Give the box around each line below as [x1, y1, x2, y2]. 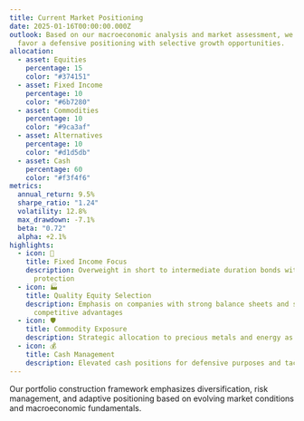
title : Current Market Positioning [9, 13, 144, 23]
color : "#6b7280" [25, 97, 91, 107]
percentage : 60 [25, 165, 83, 174]
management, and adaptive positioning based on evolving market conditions [9, 393, 294, 404]
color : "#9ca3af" [25, 123, 91, 132]
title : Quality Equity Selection [25, 291, 152, 300]
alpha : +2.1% [17, 232, 67, 241]
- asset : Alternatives [17, 131, 103, 140]
